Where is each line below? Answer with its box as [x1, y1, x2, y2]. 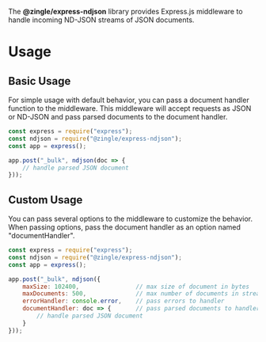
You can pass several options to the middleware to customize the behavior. [8, 214, 253, 224]
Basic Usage [8, 74, 71, 88]
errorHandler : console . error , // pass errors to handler [22, 297, 225, 306]
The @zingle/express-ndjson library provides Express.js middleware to [8, 7, 243, 16]
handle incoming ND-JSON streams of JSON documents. [8, 15, 195, 25]
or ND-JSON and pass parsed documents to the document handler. [8, 112, 228, 121]
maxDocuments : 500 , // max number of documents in [22, 290, 239, 298]
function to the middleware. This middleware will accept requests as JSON [8, 104, 252, 113]
